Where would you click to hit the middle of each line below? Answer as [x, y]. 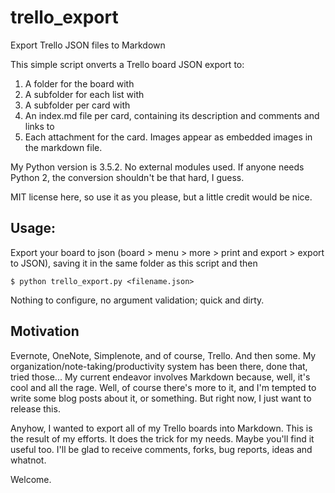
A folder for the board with [79, 83]
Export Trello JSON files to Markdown [88, 45]
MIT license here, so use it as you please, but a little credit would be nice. [161, 197]
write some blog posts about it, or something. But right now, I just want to [161, 398]
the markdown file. [63, 147]
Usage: [33, 228]
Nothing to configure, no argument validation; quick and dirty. [137, 300]
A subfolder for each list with [84, 94]
